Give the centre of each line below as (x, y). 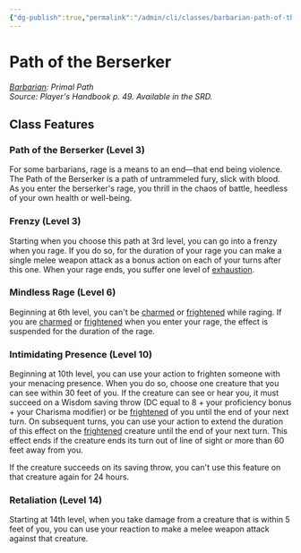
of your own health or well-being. (71, 198)
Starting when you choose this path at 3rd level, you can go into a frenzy (143, 241)
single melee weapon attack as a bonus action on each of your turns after (145, 260)
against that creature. (49, 539)
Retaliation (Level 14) (56, 500)
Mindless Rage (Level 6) (63, 292)
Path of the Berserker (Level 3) (77, 150)
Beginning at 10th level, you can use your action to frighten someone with (145, 374)
